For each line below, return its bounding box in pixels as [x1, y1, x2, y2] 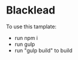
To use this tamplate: [6, 23, 57, 30]
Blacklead [6, 4, 56, 17]
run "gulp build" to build [14, 46, 73, 54]
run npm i [14, 34, 38, 41]
